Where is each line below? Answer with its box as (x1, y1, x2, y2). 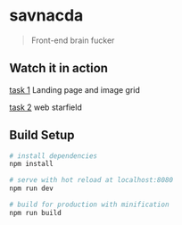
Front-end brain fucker (30, 35, 115, 46)
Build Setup (9, 128, 75, 143)
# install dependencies (9, 151, 98, 161)
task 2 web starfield (9, 102, 82, 112)
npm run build (9, 208, 62, 217)
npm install (9, 160, 54, 169)
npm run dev (9, 184, 54, 193)
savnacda (9, 5, 84, 26)
